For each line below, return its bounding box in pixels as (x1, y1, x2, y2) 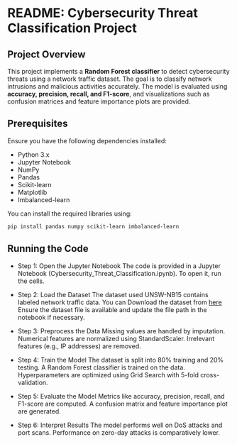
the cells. (17, 277, 45, 285)
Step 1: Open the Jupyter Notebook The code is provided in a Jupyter (17, 261, 221, 270)
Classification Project (7, 20, 137, 36)
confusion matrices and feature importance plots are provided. (7, 97, 191, 106)
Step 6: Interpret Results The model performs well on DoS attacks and (17, 421, 223, 429)
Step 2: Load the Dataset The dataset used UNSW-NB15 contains (17, 290, 209, 299)
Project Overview (7, 48, 86, 60)
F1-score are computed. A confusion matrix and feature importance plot (17, 399, 228, 408)
